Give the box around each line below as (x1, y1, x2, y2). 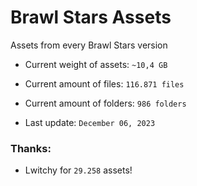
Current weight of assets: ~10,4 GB (24, 58, 168, 70)
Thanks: (10, 141, 52, 155)
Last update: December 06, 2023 (24, 116, 156, 128)
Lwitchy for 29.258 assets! (24, 164, 133, 176)
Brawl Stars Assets (10, 6, 172, 29)
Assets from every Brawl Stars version (10, 39, 168, 51)
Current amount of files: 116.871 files (24, 77, 185, 90)
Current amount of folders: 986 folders (24, 97, 187, 109)
